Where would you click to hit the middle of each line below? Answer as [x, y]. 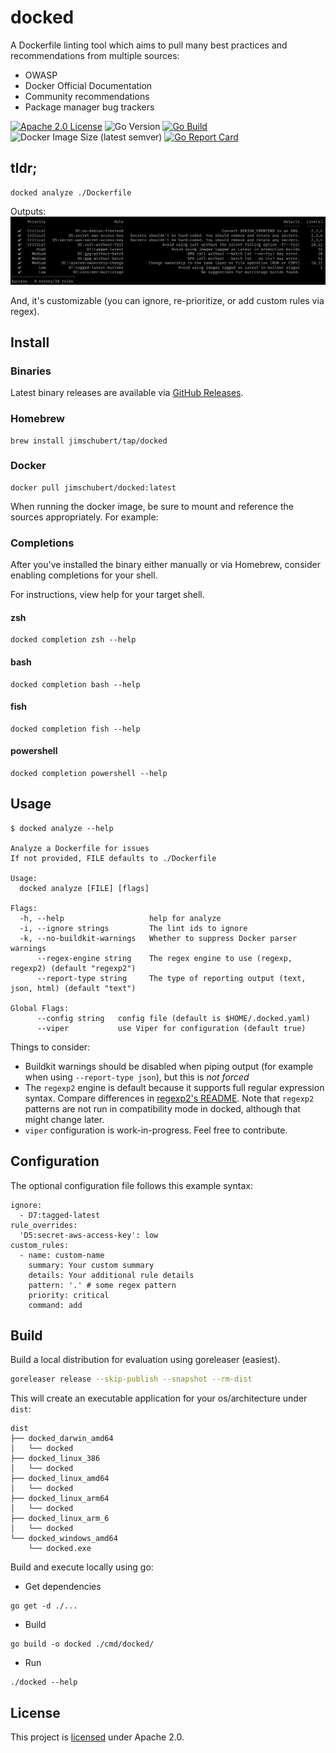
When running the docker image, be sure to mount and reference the [152, 506]
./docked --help [44, 1682]
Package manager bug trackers [89, 107]
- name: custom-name [62, 1255]
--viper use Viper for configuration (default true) [171, 1028]
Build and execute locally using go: [82, 1567]
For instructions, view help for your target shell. [107, 595]
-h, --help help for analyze [120, 918]
